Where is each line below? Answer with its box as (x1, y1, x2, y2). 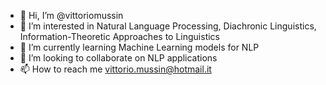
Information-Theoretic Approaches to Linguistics (19, 31, 220, 42)
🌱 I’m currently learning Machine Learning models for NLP (19, 41, 260, 53)
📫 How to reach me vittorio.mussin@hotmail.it (19, 63, 212, 75)
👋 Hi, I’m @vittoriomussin (19, 10, 124, 21)
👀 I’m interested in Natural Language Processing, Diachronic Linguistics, (19, 20, 317, 32)
